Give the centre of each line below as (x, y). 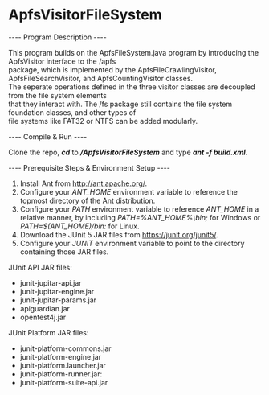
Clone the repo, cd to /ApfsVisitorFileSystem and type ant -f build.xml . (128, 152)
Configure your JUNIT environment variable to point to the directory (132, 243)
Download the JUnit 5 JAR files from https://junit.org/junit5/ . (119, 234)
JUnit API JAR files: (40, 267)
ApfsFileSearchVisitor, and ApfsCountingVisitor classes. (101, 78)
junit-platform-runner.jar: (61, 374)
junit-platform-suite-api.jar (64, 382)
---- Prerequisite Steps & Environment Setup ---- (89, 167)
